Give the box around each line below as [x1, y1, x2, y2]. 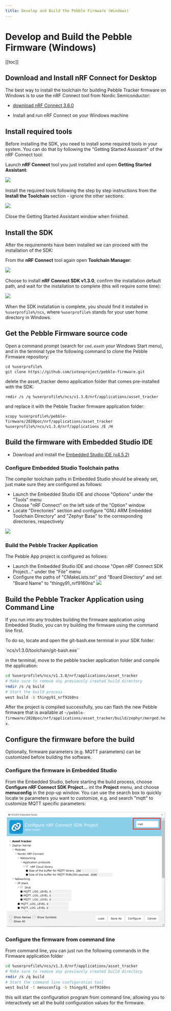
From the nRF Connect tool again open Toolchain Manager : [5, 257, 132, 263]
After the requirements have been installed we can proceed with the [5, 242, 149, 248]
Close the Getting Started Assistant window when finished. [5, 213, 129, 219]
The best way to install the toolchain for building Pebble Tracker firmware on [5, 87, 166, 93]
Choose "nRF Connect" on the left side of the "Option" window [12, 502, 145, 508]
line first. [5, 627, 24, 634]
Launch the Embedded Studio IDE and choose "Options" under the [12, 491, 153, 497]
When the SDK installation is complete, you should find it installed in [5, 303, 149, 310]
